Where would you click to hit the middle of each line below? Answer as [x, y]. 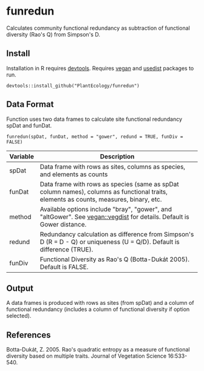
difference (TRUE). [66, 249]
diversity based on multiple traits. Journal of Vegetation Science [87, 356]
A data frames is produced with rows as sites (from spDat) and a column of [100, 303]
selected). [19, 316]
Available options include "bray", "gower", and [106, 209]
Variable [22, 156]
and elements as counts [74, 174]
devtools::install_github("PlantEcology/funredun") [73, 86]
